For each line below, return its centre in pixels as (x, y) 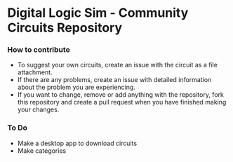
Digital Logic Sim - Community (98, 13)
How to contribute (39, 50)
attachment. (35, 72)
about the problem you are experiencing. (76, 87)
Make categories (42, 150)
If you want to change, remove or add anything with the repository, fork (121, 95)
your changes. (38, 109)
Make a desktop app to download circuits (77, 143)
